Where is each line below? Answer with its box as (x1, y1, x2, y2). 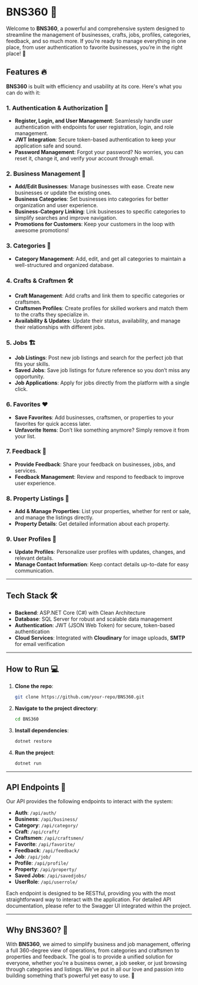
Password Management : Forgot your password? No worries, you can (14, 149, 184, 156)
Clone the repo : (14, 683, 54, 690)
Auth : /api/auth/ (14, 809, 57, 817)
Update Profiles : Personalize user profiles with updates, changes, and (14, 549, 186, 556)
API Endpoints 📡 (6, 782, 67, 792)
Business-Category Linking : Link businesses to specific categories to (14, 208, 186, 215)
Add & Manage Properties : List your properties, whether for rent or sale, (14, 508, 191, 515)
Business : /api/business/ (14, 816, 78, 823)
